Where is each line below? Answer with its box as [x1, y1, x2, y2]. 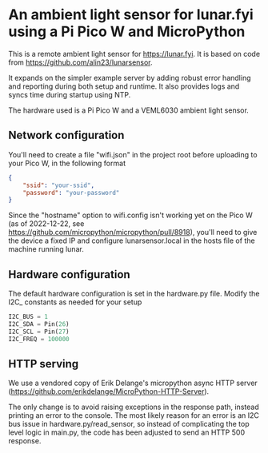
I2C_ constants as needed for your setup [8, 297, 142, 307]
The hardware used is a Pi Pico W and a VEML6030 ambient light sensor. [8, 105, 250, 115]
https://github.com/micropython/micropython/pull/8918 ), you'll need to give [8, 228, 258, 237]
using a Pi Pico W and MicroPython [8, 22, 246, 41]
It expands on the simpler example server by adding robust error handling [8, 73, 251, 82]
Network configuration [8, 129, 125, 142]
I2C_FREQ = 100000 [8, 335, 70, 343]
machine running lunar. [8, 244, 84, 254]
